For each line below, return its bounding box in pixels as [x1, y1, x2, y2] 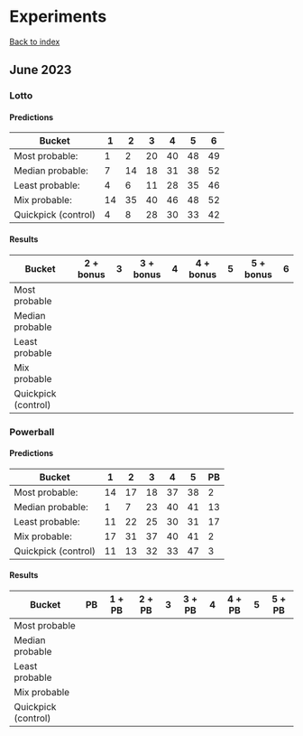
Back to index [9, 36, 60, 47]
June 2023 [9, 62, 72, 78]
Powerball [9, 425, 55, 438]
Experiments [9, 6, 107, 27]
